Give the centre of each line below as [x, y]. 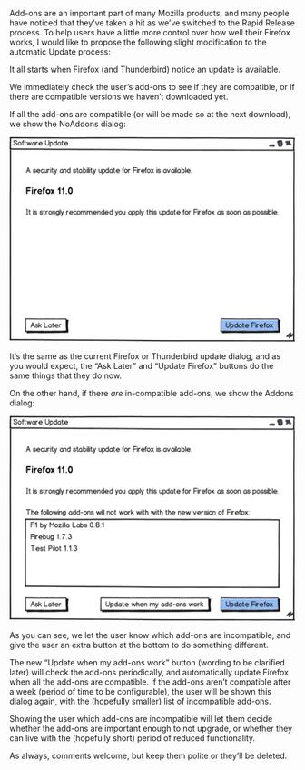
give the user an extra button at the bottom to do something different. [139, 645]
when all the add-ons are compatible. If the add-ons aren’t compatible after [150, 682]
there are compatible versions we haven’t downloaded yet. [119, 96]
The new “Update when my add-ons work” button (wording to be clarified [148, 662]
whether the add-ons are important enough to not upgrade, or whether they [151, 728]
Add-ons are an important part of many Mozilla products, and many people [149, 13]
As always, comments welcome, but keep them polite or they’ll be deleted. [148, 755]
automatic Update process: [60, 52]
